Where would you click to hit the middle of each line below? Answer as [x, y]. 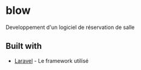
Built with [24, 46]
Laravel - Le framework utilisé [51, 60]
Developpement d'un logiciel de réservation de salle [70, 27]
